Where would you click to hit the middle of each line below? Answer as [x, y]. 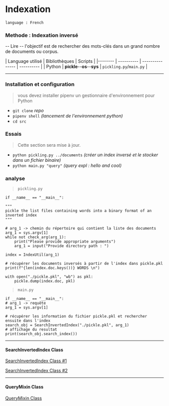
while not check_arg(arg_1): [36, 237]
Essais [13, 134]
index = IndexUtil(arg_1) [32, 255]
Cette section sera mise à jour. [49, 145]
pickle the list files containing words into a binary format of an [78, 211]
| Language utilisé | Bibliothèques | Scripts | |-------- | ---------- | [73, 61]
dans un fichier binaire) [37, 160]
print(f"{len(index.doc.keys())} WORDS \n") [53, 268]
